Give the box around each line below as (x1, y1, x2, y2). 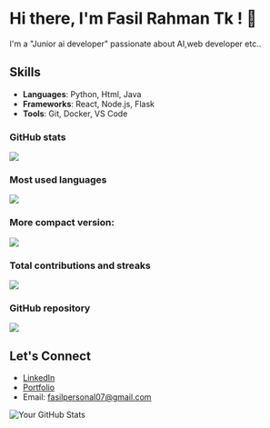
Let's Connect (9, 348, 91, 363)
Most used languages (9, 173, 107, 185)
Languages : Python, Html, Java (22, 88, 142, 99)
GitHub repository (9, 302, 91, 314)
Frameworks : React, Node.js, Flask (22, 98, 155, 109)
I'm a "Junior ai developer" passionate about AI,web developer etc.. (9, 38, 262, 49)
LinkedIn (22, 373, 55, 383)
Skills (9, 65, 41, 80)
